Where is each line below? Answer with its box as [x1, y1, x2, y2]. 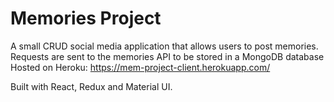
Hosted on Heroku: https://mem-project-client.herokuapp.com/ [10, 61, 271, 73]
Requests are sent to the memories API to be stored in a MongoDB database [10, 50, 325, 62]
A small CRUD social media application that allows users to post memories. [10, 40, 319, 52]
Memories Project [10, 7, 162, 30]
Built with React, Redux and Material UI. [10, 80, 173, 92]
